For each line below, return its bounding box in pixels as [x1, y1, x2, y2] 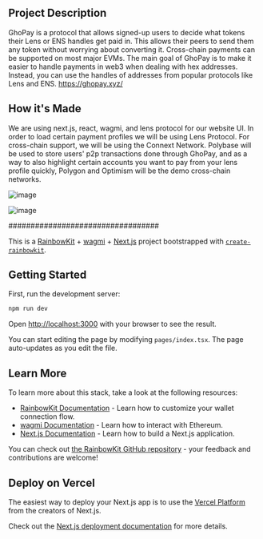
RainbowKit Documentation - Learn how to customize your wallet [19, 404, 234, 413]
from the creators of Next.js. [8, 505, 102, 515]
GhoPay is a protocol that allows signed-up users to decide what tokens [8, 27, 245, 37]
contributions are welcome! [8, 453, 98, 463]
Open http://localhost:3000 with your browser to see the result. [8, 320, 217, 329]
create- [225, 238, 251, 246]
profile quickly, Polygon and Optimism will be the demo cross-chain [8, 166, 231, 175]
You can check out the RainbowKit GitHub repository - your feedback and [8, 444, 251, 454]
